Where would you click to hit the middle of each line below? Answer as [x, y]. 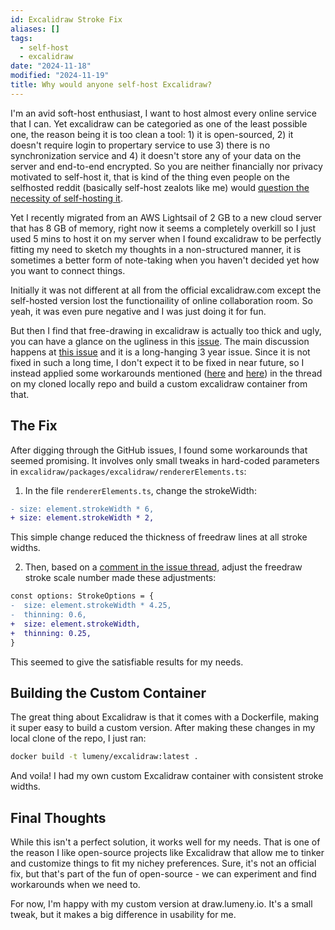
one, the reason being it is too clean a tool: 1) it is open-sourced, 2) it [152, 134]
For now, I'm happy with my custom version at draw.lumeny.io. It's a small [161, 904]
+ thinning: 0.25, [51, 633]
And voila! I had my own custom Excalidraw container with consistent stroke [167, 776]
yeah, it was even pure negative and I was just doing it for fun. [138, 311]
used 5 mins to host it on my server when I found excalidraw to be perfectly [166, 238]
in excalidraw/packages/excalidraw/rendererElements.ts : [128, 471]
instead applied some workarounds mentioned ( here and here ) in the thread [166, 373]
